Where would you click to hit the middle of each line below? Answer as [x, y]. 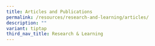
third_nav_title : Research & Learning [55, 34]
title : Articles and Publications [50, 12]
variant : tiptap [26, 28]
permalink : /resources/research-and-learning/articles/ [77, 17]
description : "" [26, 23]
